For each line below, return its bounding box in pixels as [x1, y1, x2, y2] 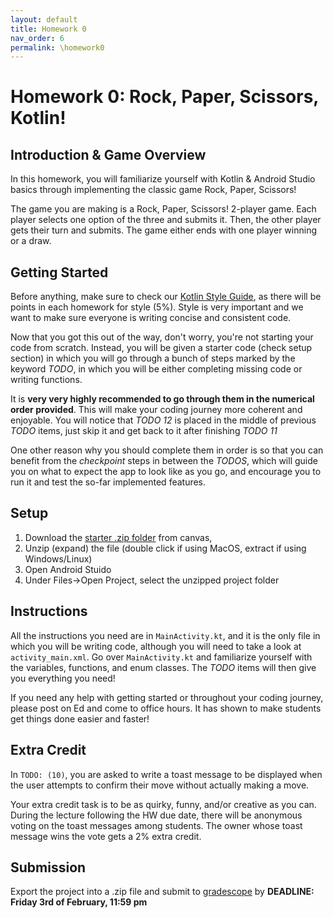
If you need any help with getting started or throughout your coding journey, [10, 691, 324, 703]
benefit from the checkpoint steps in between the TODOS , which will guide [10, 455, 318, 467]
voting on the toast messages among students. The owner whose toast [10, 819, 303, 831]
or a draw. [10, 235, 52, 247]
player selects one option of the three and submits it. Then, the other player [10, 214, 322, 226]
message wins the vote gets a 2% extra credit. [10, 830, 202, 842]
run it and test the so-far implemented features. [10, 476, 207, 488]
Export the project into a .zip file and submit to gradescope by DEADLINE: [10, 886, 315, 898]
